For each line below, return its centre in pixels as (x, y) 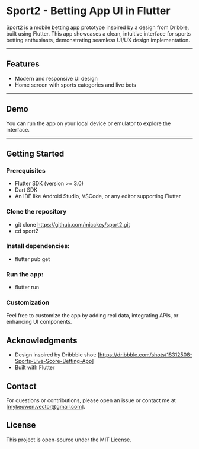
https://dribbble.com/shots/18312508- (146, 355)
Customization (28, 302)
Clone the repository (36, 212)
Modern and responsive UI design (56, 78)
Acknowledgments (42, 340)
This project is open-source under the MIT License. (69, 440)
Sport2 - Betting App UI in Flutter (88, 11)
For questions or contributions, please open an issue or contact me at (91, 400)
